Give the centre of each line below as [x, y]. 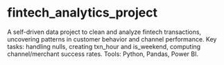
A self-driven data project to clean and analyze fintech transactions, [104, 32]
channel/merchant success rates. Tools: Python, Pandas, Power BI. [103, 54]
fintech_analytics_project [83, 13]
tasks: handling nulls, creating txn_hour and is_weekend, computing [104, 46]
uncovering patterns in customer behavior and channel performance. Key [112, 39]
